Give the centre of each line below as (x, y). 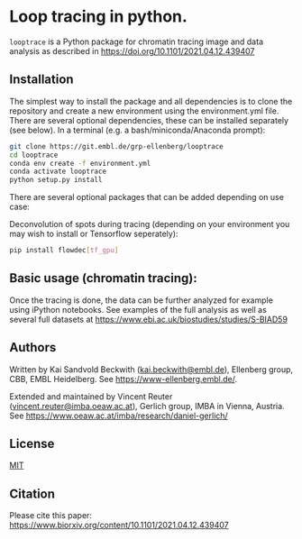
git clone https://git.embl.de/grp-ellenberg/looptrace (116, 146)
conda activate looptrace (58, 172)
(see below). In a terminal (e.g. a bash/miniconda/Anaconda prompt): (137, 130)
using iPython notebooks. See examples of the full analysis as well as (138, 309)
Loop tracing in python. (98, 17)
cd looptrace (34, 155)
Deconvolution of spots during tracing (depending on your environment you (150, 224)
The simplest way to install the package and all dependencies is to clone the (151, 101)
